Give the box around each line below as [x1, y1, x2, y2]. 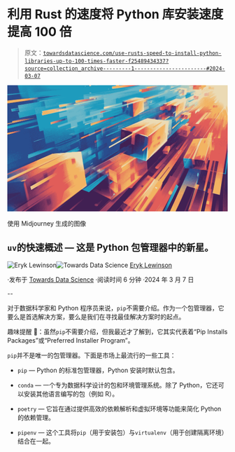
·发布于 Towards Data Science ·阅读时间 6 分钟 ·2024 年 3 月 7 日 [7, 275, 194, 284]
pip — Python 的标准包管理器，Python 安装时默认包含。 [17, 366, 180, 374]
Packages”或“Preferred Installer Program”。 [7, 336, 134, 344]
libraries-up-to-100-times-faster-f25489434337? [24, 57, 169, 64]
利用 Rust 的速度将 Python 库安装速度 [7, 6, 224, 22]
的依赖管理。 [17, 413, 55, 421]
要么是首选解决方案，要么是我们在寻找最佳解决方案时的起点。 [7, 313, 185, 321]
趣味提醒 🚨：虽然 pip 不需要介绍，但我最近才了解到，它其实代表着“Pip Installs [7, 327, 228, 336]
